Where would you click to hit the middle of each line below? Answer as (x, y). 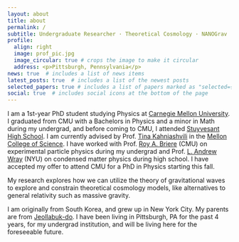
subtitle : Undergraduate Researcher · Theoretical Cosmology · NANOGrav (117, 34)
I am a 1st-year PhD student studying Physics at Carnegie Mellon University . (119, 114)
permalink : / (27, 27)
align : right (33, 47)
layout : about (28, 14)
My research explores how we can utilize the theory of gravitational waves (116, 180)
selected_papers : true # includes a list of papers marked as (101, 87)
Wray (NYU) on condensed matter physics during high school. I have (108, 159)
